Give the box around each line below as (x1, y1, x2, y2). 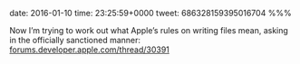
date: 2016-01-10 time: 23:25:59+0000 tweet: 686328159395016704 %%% (9, 8, 292, 18)
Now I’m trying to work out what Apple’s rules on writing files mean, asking (9, 25, 288, 35)
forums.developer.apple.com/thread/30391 (9, 44, 170, 55)
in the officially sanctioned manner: (9, 35, 141, 45)
